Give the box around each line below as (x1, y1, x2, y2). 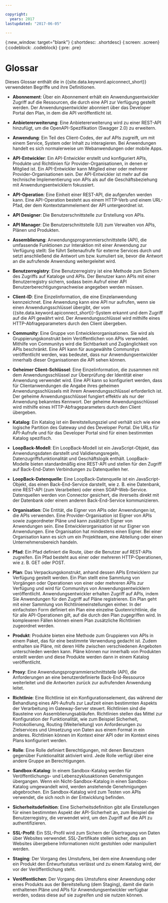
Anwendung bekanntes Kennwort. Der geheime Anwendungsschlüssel (12, 399, 158, 405)
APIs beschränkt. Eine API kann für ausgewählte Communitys (12, 346, 139, 352)
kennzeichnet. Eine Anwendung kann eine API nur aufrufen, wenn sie (12, 299, 155, 305)
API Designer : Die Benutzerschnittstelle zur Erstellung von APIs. (12, 212, 145, 218)
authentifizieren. (12, 820, 47, 826)
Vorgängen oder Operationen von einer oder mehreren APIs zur (12, 580, 144, 586)
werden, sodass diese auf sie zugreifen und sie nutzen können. (12, 892, 143, 898)
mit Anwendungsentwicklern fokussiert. (12, 182, 95, 188)
